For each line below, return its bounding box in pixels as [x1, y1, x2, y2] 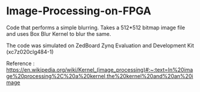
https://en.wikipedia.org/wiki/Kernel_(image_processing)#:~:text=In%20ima [6, 66, 193, 73]
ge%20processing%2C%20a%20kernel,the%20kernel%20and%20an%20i [6, 72, 193, 79]
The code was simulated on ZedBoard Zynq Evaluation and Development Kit [6, 42, 195, 49]
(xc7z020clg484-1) [6, 48, 54, 55]
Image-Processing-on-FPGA [6, 4, 151, 18]
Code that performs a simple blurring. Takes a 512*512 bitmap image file [6, 24, 186, 31]
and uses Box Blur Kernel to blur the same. [6, 30, 111, 37]
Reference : [6, 60, 35, 67]
